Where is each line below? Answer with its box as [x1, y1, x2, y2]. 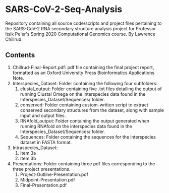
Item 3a [20, 150, 36, 156]
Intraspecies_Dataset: [12, 145, 58, 151]
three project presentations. [12, 166, 71, 172]
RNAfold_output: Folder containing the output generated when [20, 117, 150, 124]
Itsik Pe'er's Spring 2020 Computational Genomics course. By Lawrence [5, 31, 156, 37]
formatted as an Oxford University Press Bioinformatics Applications [12, 70, 155, 76]
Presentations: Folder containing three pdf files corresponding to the [12, 160, 155, 167]
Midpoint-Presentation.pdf [20, 176, 76, 182]
